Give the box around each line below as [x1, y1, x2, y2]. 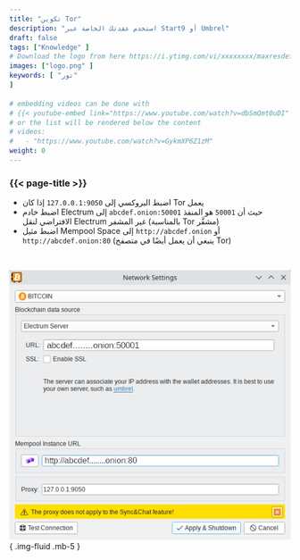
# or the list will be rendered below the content [9, 118, 202, 127]
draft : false [9, 33, 58, 42]
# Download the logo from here [9, 52, 126, 62]
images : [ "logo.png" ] [9, 62, 94, 71]
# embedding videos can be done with [9, 99, 150, 108]
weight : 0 [9, 146, 46, 155]
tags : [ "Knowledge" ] [9, 43, 90, 52]
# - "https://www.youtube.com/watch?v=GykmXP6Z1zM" [9, 137, 214, 146]
